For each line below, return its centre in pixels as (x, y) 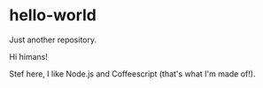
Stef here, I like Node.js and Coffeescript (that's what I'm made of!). (132, 73)
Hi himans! (29, 56)
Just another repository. (53, 40)
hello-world (53, 15)
